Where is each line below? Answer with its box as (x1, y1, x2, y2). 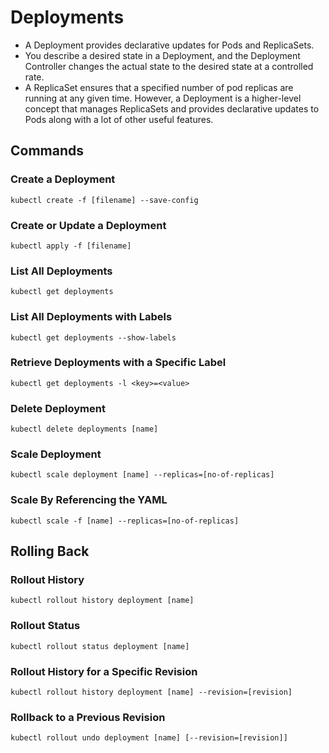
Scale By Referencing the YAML (10, 493, 168, 507)
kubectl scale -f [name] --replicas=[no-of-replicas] (10, 516, 240, 526)
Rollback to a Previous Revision (10, 710, 166, 724)
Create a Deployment (10, 172, 116, 186)
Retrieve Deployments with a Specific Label (10, 356, 227, 370)
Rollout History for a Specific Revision (10, 664, 198, 678)
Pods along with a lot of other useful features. (24, 113, 214, 125)
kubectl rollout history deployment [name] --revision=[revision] (10, 687, 293, 697)
